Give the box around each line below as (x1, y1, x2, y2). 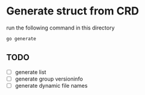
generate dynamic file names (14, 82, 88, 89)
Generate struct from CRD (6, 4, 140, 18)
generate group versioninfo (14, 75, 83, 82)
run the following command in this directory (6, 24, 115, 31)
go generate (6, 35, 36, 41)
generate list (14, 68, 47, 76)
